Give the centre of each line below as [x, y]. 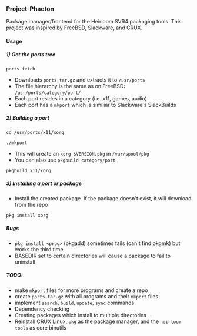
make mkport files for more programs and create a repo [81, 290]
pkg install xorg [27, 215]
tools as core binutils [40, 327]
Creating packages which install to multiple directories [81, 315]
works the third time [39, 249]
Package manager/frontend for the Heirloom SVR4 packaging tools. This [94, 22]
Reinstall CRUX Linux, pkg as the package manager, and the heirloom [98, 321]
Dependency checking [42, 309]
